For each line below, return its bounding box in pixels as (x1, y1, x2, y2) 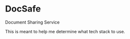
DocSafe (5, 3, 41, 14)
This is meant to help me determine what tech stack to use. (5, 28, 126, 34)
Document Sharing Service (5, 19, 60, 25)
